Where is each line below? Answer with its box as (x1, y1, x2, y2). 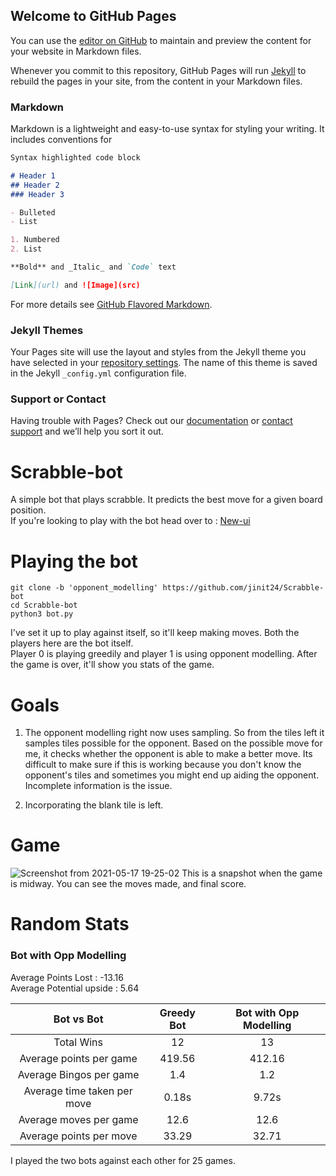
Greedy (159, 1005, 196, 1019)
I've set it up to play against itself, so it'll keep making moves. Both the (10, 627, 300, 639)
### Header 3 (10, 189, 65, 199)
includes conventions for (10, 134, 113, 146)
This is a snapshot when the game (181, 867, 323, 879)
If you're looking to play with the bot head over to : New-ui (10, 515, 251, 527)
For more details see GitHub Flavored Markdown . (10, 298, 213, 310)
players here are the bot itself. (10, 637, 134, 649)
